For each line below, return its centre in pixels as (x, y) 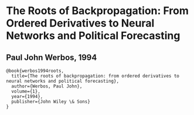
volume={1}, (26, 92)
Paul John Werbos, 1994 (52, 57)
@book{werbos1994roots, (35, 71)
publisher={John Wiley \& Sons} (51, 102)
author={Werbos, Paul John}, (47, 86)
